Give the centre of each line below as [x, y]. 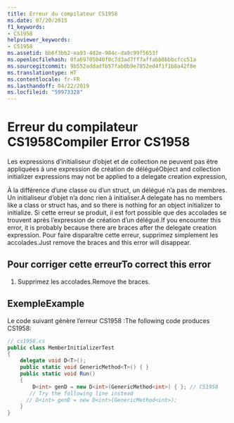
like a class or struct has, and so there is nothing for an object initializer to [114, 206]
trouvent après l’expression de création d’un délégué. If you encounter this [114, 220]
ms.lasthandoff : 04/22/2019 [48, 86]
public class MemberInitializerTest [61, 348]
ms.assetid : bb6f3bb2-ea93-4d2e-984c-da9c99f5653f [83, 53]
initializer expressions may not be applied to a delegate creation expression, [117, 177]
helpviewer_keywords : [39, 40]
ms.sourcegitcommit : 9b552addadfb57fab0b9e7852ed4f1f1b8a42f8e [102, 66]
